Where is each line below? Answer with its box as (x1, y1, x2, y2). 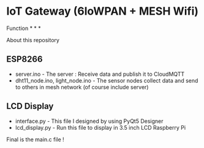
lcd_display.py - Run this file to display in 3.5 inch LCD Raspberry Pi (15, 124, 186, 131)
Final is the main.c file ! (6, 136, 64, 143)
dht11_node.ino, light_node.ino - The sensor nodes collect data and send (15, 76, 198, 84)
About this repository (6, 36, 60, 43)
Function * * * (6, 24, 41, 32)
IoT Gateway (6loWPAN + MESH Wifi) (6, 4, 199, 18)
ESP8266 (6, 54, 43, 65)
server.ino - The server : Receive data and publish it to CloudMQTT (15, 70, 185, 78)
